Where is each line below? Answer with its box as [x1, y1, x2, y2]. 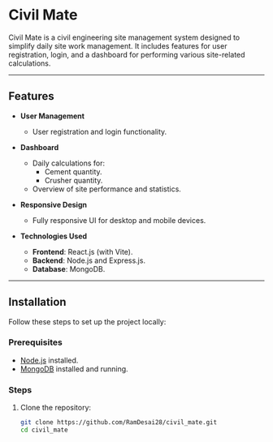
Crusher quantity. [44, 175, 103, 185]
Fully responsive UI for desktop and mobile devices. [32, 215, 206, 225]
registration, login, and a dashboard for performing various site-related [8, 49, 245, 59]
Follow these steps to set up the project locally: [8, 316, 167, 326]
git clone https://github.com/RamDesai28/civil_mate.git [19, 418, 218, 427]
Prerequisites [8, 337, 63, 348]
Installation [8, 295, 67, 309]
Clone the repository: [19, 403, 92, 413]
